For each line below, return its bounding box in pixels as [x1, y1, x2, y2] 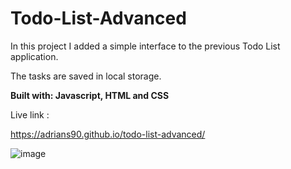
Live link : [10, 108, 50, 121]
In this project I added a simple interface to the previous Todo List [10, 40, 281, 52]
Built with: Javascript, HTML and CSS [10, 89, 170, 101]
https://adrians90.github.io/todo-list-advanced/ [10, 128, 206, 140]
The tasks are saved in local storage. [10, 70, 162, 82]
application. [10, 50, 59, 62]
